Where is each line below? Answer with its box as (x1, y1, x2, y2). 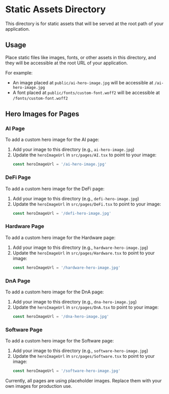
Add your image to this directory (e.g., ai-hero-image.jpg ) (12, 147, 135, 153)
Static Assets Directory (5, 4, 106, 15)
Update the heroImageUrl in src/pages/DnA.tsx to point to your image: (12, 304, 159, 310)
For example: (5, 69, 33, 76)
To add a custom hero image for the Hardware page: (5, 234, 116, 241)
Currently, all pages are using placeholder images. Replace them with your (5, 378, 162, 384)
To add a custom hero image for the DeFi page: (5, 186, 105, 192)
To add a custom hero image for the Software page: (5, 338, 114, 344)
